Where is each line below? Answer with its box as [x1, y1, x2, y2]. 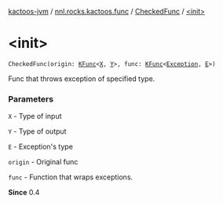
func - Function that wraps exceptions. [8, 172, 133, 182]
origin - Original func [8, 157, 79, 167]
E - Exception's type [8, 142, 73, 152]
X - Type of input [8, 112, 62, 121]
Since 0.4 [8, 188, 40, 197]
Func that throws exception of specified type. [8, 74, 155, 83]
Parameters [8, 94, 53, 105]
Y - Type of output [8, 127, 67, 136]
